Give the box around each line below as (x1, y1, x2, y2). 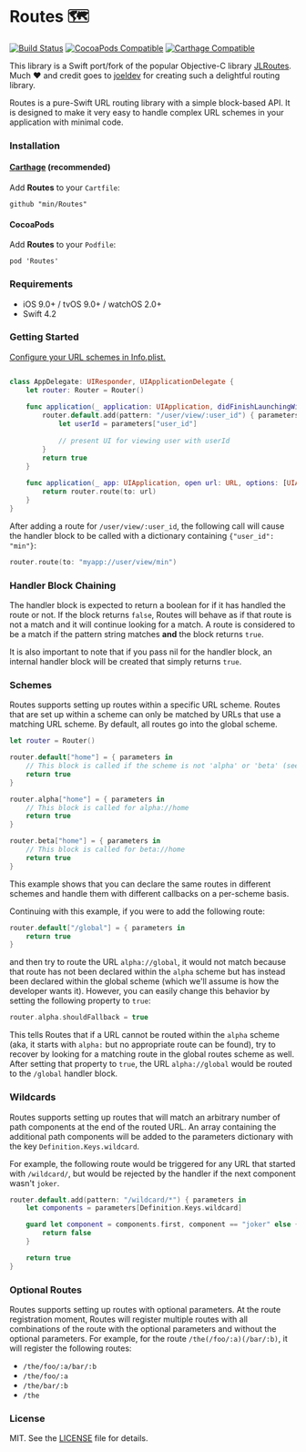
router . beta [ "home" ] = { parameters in (9, 837, 161, 846)
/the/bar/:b (22, 1381, 68, 1390)
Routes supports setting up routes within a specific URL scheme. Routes (9, 699, 280, 710)
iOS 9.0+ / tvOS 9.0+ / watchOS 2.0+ (22, 299, 162, 310)
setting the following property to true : (9, 995, 151, 1006)
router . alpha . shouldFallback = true (9, 1013, 148, 1022)
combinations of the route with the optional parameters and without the (9, 1323, 277, 1334)
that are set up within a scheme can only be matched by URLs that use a (9, 709, 281, 720)
